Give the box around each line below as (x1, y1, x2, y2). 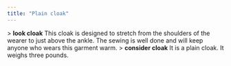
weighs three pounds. (7, 51, 69, 59)
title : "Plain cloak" (7, 10, 69, 17)
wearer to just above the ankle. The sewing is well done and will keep (7, 36, 203, 45)
